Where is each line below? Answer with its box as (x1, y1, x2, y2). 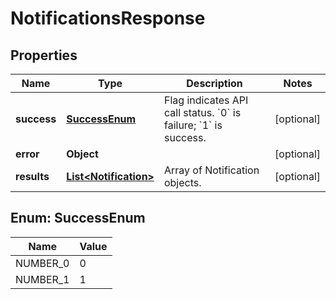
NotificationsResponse (10, 7, 206, 30)
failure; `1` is (163, 118, 223, 132)
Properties (10, 47, 78, 64)
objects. (163, 176, 202, 189)
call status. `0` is (163, 106, 242, 119)
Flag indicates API (163, 93, 249, 107)
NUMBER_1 (15, 272, 70, 286)
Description (186, 77, 243, 90)
